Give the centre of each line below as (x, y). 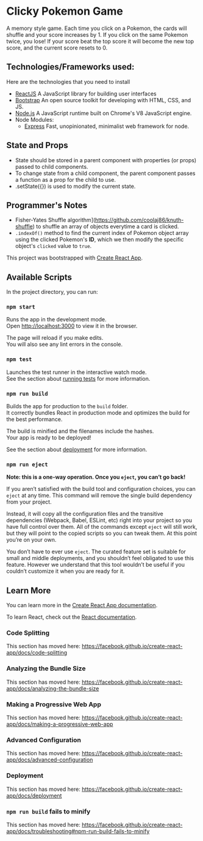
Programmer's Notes (47, 205)
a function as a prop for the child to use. (65, 179)
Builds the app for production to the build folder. (67, 406)
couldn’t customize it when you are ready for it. (66, 571)
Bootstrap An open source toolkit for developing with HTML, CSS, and (103, 100)
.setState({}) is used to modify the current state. (75, 186)
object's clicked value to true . (53, 246)
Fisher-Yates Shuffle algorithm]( (55, 220)
